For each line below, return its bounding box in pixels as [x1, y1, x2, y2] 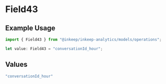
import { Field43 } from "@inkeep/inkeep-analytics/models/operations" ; [5, 37, 162, 42]
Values [5, 60, 28, 69]
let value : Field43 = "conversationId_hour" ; [5, 46, 103, 51]
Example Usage [5, 24, 56, 32]
